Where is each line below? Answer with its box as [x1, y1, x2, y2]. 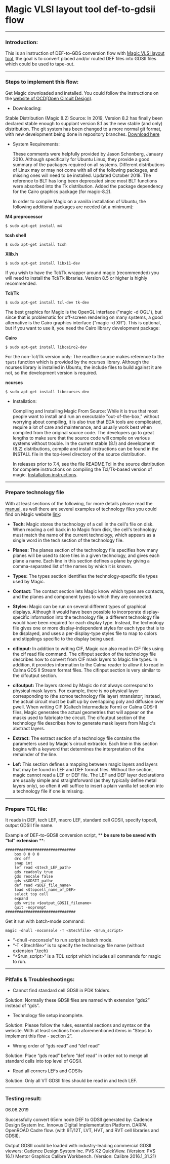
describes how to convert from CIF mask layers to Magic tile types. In [12, 656, 158, 662]
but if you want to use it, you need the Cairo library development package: [5, 325, 160, 331]
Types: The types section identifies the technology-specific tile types [12, 573, 158, 579]
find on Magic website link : [5, 511, 62, 517]
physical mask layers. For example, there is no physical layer [12, 688, 139, 694]
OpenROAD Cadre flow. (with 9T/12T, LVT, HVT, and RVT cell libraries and [5, 1127, 159, 1133]
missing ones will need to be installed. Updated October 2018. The [12, 172, 151, 178]
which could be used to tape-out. [5, 61, 75, 67]
